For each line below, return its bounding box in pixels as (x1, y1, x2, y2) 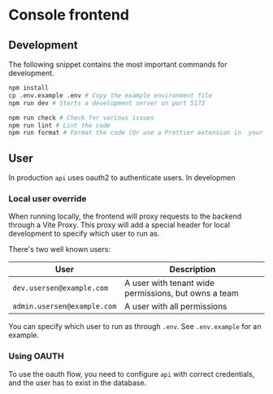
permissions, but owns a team (124, 288, 239, 299)
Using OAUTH (8, 351, 64, 362)
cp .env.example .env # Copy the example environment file (8, 91, 213, 99)
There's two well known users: (8, 245, 111, 254)
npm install (8, 84, 49, 92)
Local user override (8, 193, 87, 204)
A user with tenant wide (124, 278, 215, 289)
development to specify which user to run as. (8, 229, 160, 239)
